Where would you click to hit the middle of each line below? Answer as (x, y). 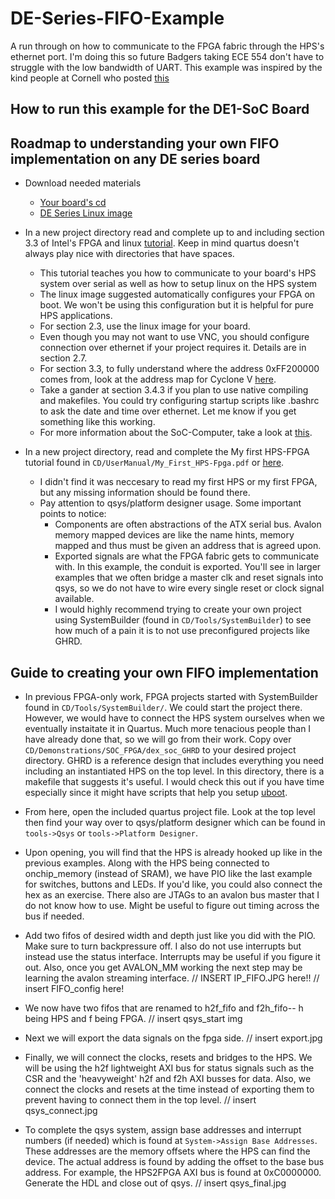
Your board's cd (73, 203)
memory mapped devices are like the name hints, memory (174, 535)
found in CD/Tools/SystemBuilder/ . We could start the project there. (163, 707)
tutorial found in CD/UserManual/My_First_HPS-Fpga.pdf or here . (154, 463)
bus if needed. (54, 916)
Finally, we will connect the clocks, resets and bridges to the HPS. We (168, 1057)
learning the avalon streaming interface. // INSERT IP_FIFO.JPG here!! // (172, 978)
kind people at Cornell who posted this (90, 78)
